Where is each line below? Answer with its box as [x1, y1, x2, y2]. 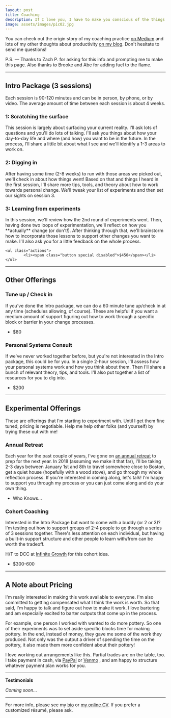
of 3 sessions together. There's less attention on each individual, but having [5, 530, 164, 536]
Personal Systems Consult [5, 341, 72, 348]
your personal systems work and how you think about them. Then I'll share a [5, 364, 165, 370]
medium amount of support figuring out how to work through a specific [5, 313, 154, 319]
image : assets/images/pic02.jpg [5, 21, 74, 27]
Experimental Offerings [5, 404, 81, 413]
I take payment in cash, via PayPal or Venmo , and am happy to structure [5, 657, 158, 663]
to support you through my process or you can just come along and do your [5, 480, 164, 486]
